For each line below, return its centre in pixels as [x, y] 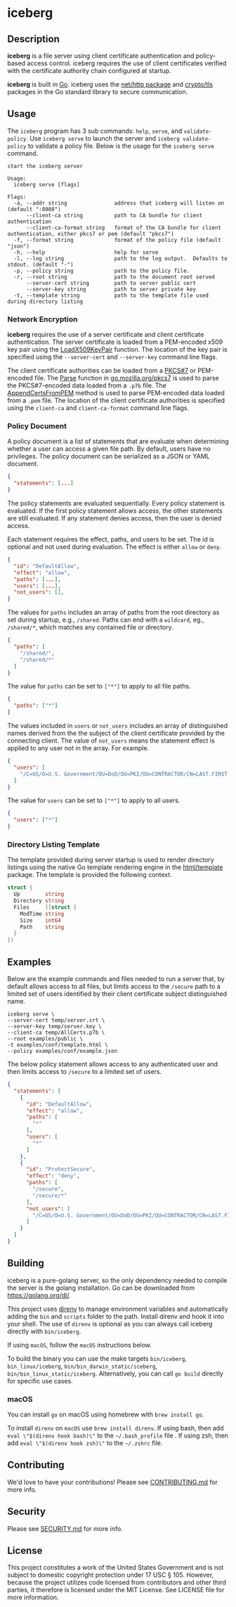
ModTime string [42, 914]
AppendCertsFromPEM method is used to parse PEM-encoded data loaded [116, 393]
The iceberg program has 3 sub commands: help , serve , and [95, 131]
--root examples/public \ [45, 1039]
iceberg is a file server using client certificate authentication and [101, 56]
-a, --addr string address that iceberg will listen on [119, 203]
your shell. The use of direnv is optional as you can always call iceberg [110, 1324]
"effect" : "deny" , [53, 1176]
